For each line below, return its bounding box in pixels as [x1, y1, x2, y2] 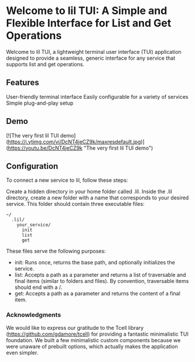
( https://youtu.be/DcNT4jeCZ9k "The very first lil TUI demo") [6, 144, 153, 151]
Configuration [6, 161, 59, 171]
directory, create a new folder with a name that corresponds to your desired [6, 194, 189, 201]
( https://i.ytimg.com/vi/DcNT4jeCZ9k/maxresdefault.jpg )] [6, 138, 145, 145]
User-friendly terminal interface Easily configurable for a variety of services [6, 93, 189, 100]
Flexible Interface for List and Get [6, 16, 172, 30]
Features [6, 78, 39, 88]
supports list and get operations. [6, 60, 85, 68]
